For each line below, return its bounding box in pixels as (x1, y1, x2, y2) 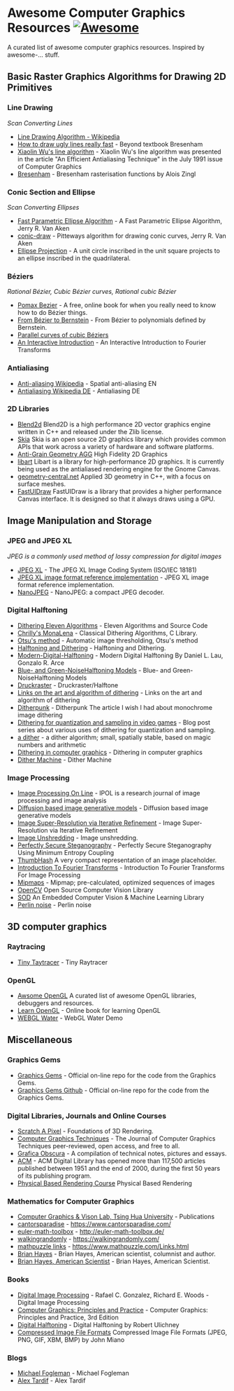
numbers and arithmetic (17, 740, 87, 748)
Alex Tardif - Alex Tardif (17, 1376, 86, 1385)
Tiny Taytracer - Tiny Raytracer (17, 957, 108, 966)
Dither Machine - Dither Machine (17, 755, 112, 764)
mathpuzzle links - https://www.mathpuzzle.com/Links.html (17, 1242, 189, 1251)
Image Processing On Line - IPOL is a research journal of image (17, 789, 200, 798)
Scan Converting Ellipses (7, 203, 80, 211)
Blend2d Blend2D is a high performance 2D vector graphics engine (17, 419, 211, 429)
